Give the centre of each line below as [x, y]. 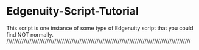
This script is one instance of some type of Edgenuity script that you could [100, 28]
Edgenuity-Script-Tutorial [72, 11]
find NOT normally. [30, 34]
